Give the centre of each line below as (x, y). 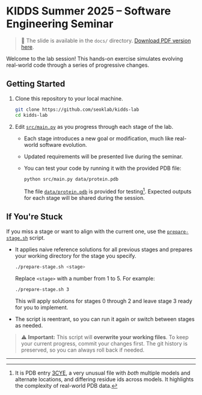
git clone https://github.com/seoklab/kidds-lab (77, 110)
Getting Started (36, 84)
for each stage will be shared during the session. (84, 198)
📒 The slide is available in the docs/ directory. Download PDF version (106, 40)
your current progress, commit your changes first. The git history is (104, 343)
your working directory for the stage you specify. (75, 256)
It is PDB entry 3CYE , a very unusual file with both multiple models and (103, 373)
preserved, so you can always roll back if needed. (83, 350)
